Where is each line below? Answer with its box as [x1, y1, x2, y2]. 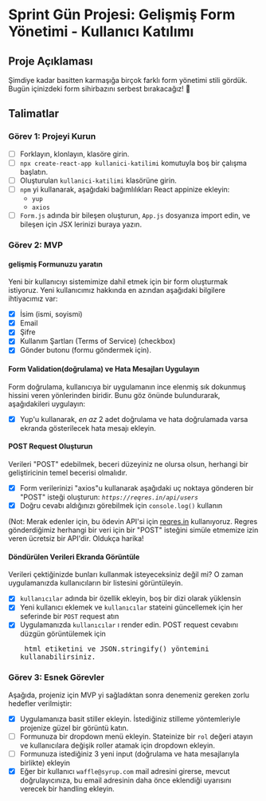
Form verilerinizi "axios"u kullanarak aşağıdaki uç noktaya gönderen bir [19, 483, 254, 492]
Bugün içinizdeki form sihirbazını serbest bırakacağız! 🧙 [8, 84, 191, 93]
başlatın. [19, 167, 49, 176]
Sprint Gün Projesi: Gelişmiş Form [8, 6, 236, 24]
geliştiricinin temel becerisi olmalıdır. [8, 468, 127, 477]
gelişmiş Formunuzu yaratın [8, 259, 104, 269]
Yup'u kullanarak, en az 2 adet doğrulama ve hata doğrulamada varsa [19, 414, 248, 424]
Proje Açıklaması [8, 54, 93, 68]
